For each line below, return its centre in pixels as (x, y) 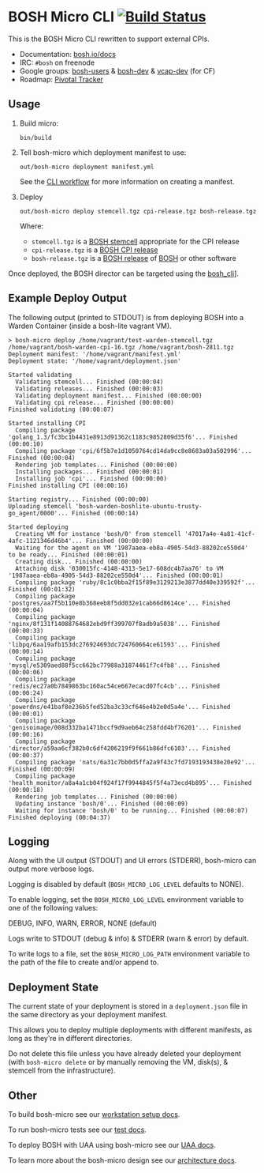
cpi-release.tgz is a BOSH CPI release (95, 250)
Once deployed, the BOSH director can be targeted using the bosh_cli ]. (123, 273)
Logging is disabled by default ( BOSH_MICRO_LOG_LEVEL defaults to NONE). (126, 884)
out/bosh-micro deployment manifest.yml (87, 167)
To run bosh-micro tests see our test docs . (78, 1130)
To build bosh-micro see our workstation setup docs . (94, 1114)
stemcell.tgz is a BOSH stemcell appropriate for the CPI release (136, 241)
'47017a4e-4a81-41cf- (220, 534)
